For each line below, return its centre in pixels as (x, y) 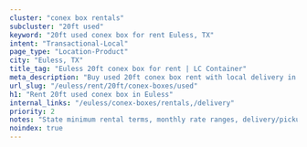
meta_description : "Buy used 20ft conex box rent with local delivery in (153, 78)
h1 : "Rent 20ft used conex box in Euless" (91, 94)
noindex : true (37, 129)
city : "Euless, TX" (47, 60)
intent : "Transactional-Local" (69, 43)
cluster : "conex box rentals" (67, 18)
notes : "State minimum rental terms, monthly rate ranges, (124, 120)
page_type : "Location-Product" (69, 52)
